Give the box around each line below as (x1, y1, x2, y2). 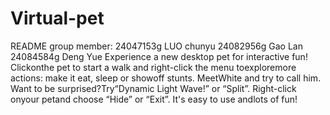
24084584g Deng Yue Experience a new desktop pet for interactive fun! (10, 50, 308, 62)
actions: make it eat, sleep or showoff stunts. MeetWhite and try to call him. (10, 72, 322, 84)
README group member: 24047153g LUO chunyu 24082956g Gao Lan (10, 40, 303, 52)
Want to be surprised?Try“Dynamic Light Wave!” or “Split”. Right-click (10, 82, 297, 94)
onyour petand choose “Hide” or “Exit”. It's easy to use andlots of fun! (10, 93, 298, 105)
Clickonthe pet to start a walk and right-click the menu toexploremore (10, 61, 297, 73)
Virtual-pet (10, 7, 105, 30)
